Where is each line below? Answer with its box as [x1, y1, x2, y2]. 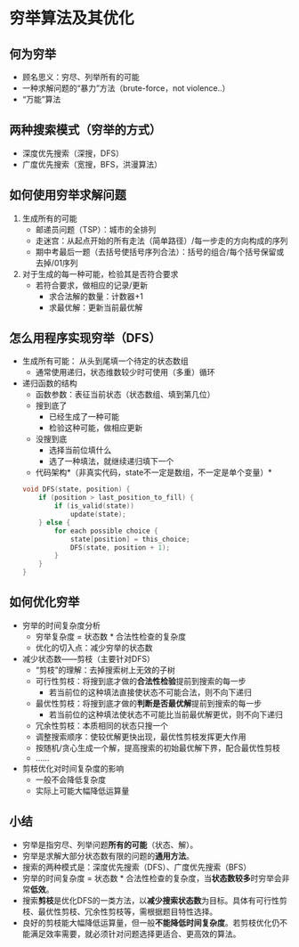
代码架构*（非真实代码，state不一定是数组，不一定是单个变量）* [35, 467, 273, 478]
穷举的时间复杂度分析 [21, 620, 101, 631]
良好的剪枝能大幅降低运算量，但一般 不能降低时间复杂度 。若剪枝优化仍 [21, 917, 280, 927]
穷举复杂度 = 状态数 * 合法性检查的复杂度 [35, 631, 187, 641]
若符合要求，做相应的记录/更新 [35, 280, 149, 290]
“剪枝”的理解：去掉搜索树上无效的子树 [35, 665, 175, 675]
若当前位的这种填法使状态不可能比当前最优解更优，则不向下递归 [48, 709, 283, 720]
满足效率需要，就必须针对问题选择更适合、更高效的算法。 [29, 928, 241, 939]
